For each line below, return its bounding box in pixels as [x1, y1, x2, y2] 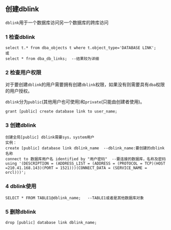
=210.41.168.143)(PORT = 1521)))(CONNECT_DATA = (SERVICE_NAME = [5, 165, 147, 170]
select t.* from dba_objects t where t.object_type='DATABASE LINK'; [5, 45, 157, 51]
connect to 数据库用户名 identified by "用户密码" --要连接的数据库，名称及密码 [5, 156, 166, 162]
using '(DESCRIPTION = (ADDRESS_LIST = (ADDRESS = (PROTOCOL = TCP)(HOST [5, 160, 166, 166]
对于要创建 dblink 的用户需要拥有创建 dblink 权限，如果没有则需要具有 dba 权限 [5, 81, 165, 88]
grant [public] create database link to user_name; [5, 109, 117, 114]
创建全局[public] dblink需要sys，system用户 [5, 134, 94, 140]
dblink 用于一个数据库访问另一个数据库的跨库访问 [5, 19, 109, 26]
